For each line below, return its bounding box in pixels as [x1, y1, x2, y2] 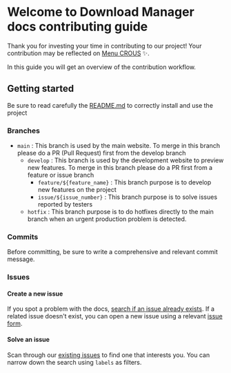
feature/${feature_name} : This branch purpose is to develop [37, 178, 212, 186]
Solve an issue [7, 336, 50, 344]
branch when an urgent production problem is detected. [27, 215, 187, 223]
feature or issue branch [27, 171, 94, 180]
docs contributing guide [7, 19, 148, 35]
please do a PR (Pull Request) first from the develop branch [17, 149, 186, 157]
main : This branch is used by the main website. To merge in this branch [17, 142, 221, 150]
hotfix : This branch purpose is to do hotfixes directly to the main [27, 208, 214, 216]
